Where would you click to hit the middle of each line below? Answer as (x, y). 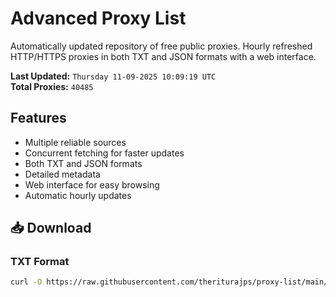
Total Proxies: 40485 (52, 86)
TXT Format (40, 262)
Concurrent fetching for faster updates (104, 153)
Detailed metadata (62, 174)
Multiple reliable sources (75, 142)
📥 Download (51, 228)
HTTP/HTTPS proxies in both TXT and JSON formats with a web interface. (163, 56)
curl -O (26, 282)
